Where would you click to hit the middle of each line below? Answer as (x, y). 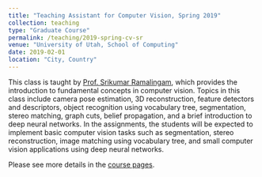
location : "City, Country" (53, 60)
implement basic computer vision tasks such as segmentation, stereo (121, 132)
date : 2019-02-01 (37, 52)
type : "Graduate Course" (49, 30)
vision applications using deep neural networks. (86, 149)
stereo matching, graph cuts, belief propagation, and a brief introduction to (130, 115)
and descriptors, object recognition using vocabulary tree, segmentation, (127, 107)
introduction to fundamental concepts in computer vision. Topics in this (124, 90)
